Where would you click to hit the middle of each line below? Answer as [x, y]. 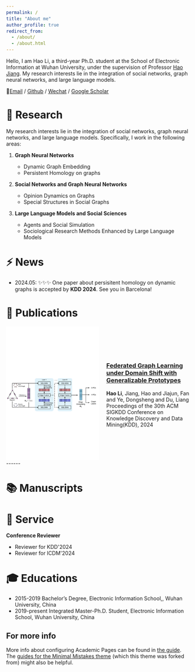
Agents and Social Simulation [59, 224]
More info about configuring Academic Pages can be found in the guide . [94, 650]
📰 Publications [42, 313]
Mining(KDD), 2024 [130, 425]
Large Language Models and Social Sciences [71, 213]
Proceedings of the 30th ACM [142, 406]
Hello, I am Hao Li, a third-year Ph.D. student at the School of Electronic [93, 61]
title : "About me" [29, 19]
